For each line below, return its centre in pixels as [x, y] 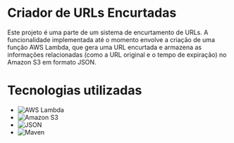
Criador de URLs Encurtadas [92, 13]
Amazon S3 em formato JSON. [52, 62]
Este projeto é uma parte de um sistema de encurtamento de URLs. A [108, 32]
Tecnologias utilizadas [75, 91]
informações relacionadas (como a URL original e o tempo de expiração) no [117, 55]
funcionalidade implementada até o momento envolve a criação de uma [111, 39]
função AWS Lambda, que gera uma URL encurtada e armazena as [105, 47]
